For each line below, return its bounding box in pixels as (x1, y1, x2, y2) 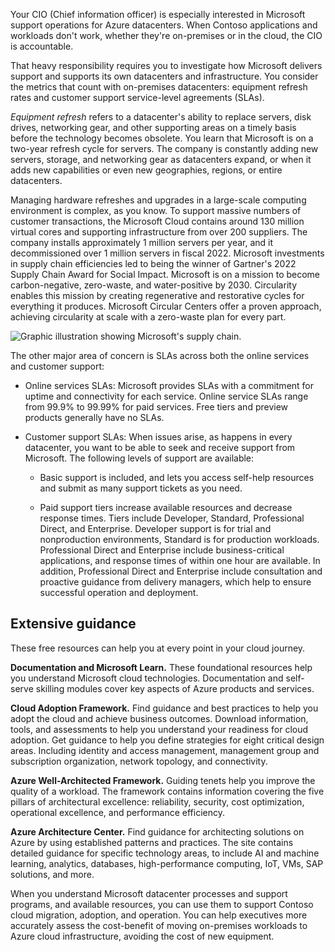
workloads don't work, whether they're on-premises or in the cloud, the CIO (10, 30, 323, 41)
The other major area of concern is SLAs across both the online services (10, 350, 310, 361)
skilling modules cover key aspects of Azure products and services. (35, 682, 315, 694)
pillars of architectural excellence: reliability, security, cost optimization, (10, 795, 305, 808)
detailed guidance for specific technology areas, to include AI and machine (10, 847, 320, 859)
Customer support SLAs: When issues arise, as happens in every (24, 431, 293, 443)
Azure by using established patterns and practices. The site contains (10, 836, 294, 848)
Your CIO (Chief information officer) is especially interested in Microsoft (10, 9, 306, 20)
